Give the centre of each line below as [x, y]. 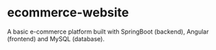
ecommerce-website [68, 13]
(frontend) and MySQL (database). [56, 38]
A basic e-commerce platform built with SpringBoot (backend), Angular [108, 32]
